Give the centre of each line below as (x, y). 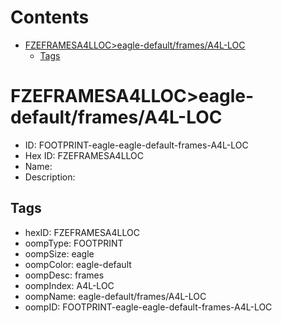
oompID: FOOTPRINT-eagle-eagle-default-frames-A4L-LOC (148, 307)
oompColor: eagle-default (78, 264)
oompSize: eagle (59, 253)
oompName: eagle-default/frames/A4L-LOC (115, 296)
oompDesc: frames (64, 275)
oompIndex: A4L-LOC (69, 285)
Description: (50, 177)
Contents (50, 17)
